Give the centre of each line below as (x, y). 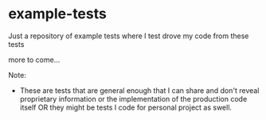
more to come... (34, 60)
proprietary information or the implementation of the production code (133, 99)
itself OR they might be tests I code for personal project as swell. (126, 107)
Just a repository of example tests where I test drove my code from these (129, 36)
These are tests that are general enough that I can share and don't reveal (139, 90)
